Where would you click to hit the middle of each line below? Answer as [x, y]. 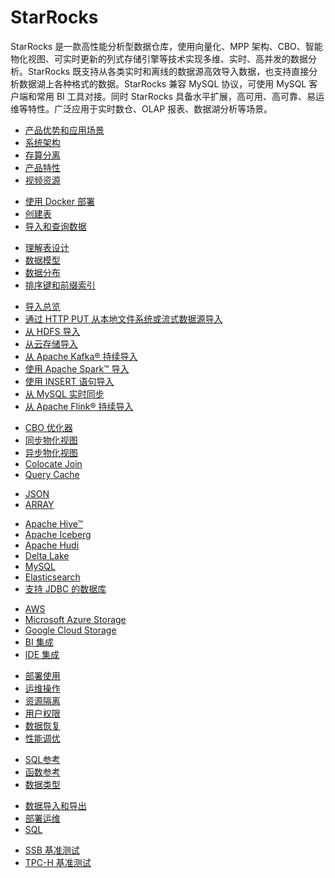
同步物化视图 [51, 440]
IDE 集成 [42, 654]
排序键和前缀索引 [60, 285]
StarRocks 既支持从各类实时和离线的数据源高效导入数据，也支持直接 [168, 71]
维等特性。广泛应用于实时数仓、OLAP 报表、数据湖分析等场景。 [141, 108]
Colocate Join [53, 463]
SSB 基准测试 [52, 850]
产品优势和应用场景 [64, 130]
